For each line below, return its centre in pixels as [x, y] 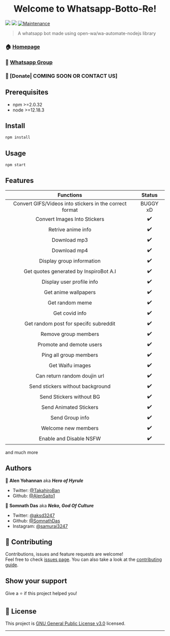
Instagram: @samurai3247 [40, 526]
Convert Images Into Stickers [70, 219]
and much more [22, 452]
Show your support [36, 581]
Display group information [70, 261]
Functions [70, 195]
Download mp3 [70, 240]
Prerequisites [27, 92]
